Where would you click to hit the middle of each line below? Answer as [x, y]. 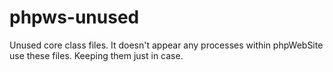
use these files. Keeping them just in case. [96, 55]
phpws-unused [74, 17]
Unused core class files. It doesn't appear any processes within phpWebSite [166, 45]
